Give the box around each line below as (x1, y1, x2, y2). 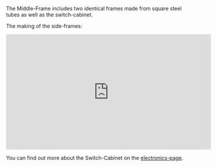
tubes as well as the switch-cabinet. (6, 11, 93, 18)
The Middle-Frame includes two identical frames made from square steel (6, 5, 182, 12)
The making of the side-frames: (6, 23, 82, 29)
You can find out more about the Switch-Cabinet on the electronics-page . (6, 155, 184, 161)
